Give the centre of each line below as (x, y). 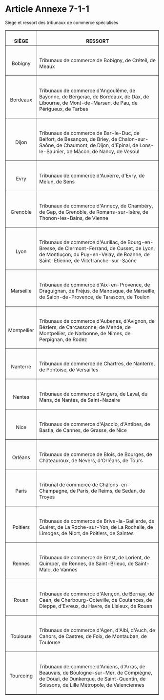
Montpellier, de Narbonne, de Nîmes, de (85, 333)
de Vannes (65, 569)
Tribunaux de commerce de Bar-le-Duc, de (89, 133)
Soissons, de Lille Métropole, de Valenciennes (92, 685)
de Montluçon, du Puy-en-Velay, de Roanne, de (94, 254)
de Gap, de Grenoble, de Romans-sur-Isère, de (94, 212)
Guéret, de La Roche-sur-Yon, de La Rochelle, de (96, 527)
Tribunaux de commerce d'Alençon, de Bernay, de (96, 594)
